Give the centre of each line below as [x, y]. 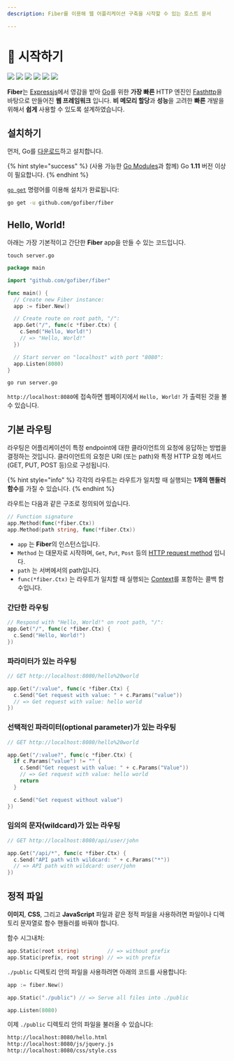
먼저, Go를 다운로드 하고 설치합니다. [55, 152]
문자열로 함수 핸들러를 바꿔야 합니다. [70, 923]
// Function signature [40, 517]
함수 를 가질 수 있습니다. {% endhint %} [61, 489]
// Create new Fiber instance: [59, 300]
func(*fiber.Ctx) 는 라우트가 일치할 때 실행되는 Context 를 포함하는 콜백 [117, 579]
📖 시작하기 [36, 56]
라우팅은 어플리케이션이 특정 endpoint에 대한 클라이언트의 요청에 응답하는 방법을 [117, 448]
